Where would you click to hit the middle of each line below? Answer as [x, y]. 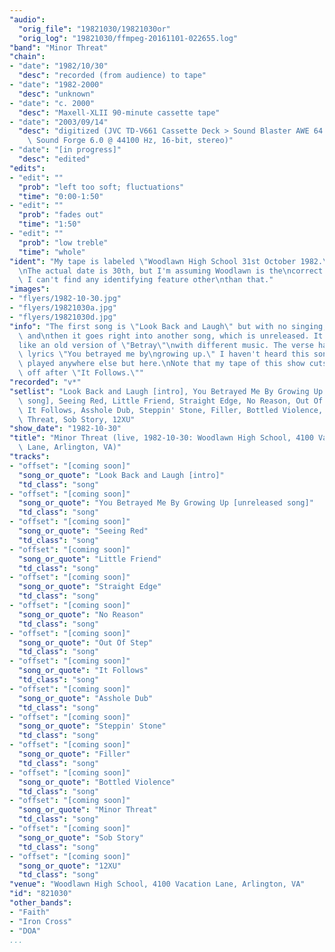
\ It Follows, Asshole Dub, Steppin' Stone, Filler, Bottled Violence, [171, 410]
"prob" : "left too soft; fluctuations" [101, 187]
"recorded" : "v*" [45, 382]
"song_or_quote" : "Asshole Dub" [86, 698]
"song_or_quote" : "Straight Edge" [90, 587]
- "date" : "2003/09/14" [59, 122]
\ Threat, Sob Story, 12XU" [77, 419]
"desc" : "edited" [54, 159]
